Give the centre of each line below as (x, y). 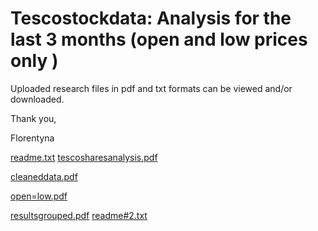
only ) (34, 61)
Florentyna (32, 138)
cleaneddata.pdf (44, 176)
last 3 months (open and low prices (159, 39)
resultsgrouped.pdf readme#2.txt (79, 215)
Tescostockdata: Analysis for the (151, 18)
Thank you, (33, 118)
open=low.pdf (39, 196)
